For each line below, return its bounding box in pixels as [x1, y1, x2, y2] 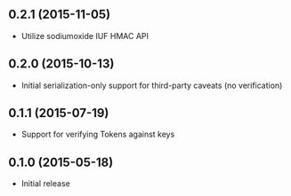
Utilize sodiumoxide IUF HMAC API [20, 30, 149, 41]
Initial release [20, 178, 70, 189]
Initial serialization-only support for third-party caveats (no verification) [20, 80, 283, 90]
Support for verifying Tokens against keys [20, 129, 175, 140]
